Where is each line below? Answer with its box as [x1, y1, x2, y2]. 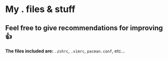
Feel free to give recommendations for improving [5, 24, 163, 32]
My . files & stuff [5, 4, 76, 15]
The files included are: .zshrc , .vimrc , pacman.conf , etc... [5, 48, 125, 54]
